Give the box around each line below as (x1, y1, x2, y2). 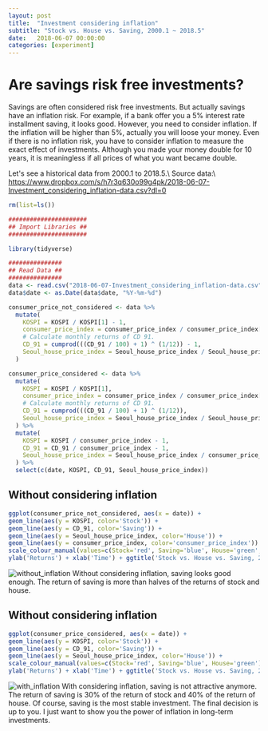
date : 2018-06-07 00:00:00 (8, 34, 105, 42)
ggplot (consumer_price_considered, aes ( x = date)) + (8, 630, 187, 638)
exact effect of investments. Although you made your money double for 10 (8, 145, 253, 154)
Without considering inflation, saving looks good (72, 569, 231, 578)
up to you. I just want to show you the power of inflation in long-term (8, 707, 234, 717)
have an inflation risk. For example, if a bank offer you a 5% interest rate (8, 111, 246, 121)
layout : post (8, 11, 52, 20)
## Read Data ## (8, 267, 62, 275)
